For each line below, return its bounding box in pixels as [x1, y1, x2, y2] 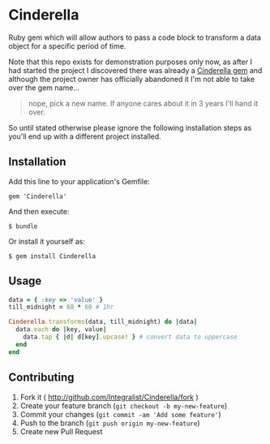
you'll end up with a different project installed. [8, 131, 162, 141]
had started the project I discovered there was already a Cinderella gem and [8, 65, 263, 75]
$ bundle [8, 222, 38, 231]
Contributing [8, 371, 75, 385]
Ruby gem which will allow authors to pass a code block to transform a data [8, 32, 262, 42]
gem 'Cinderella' [8, 192, 67, 200]
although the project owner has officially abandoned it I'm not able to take [8, 74, 255, 84]
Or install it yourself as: [8, 236, 85, 246]
